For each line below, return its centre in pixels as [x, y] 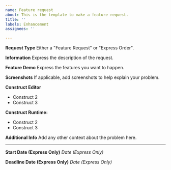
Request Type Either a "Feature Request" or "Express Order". [69, 48]
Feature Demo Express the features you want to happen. [65, 68]
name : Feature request [29, 10]
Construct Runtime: [27, 112]
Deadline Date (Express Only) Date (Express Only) [59, 162]
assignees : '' [20, 29]
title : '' [16, 19]
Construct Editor [23, 88]
